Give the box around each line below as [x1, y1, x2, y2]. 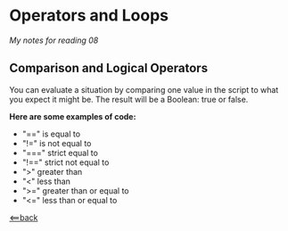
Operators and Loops [9, 5, 169, 26]
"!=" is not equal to [21, 137, 92, 148]
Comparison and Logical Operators [9, 61, 208, 76]
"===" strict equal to [21, 147, 98, 158]
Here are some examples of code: [9, 111, 136, 121]
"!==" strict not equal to [21, 157, 110, 168]
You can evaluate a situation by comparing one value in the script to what [9, 84, 279, 95]
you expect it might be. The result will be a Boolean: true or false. [9, 94, 249, 104]
